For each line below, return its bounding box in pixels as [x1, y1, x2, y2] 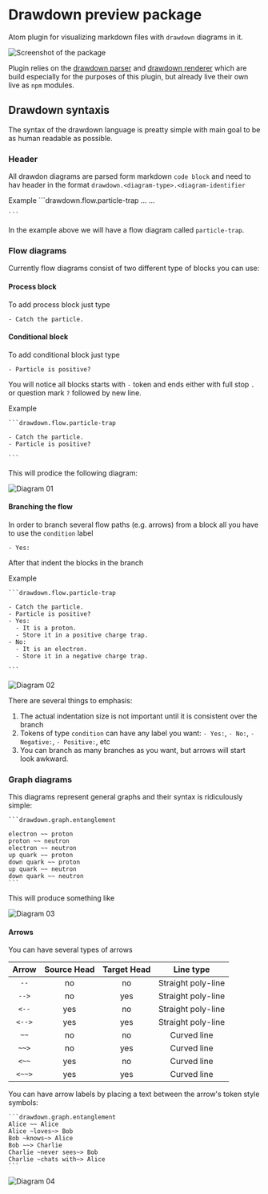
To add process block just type [8, 299, 110, 310]
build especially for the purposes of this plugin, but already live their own [8, 71, 249, 81]
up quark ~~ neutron [8, 865, 78, 873]
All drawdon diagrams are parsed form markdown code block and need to [8, 172, 251, 181]
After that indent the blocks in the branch [8, 557, 144, 567]
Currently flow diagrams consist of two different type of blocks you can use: [8, 263, 260, 273]
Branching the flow [8, 502, 74, 512]
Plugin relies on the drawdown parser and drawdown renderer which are [8, 63, 247, 73]
